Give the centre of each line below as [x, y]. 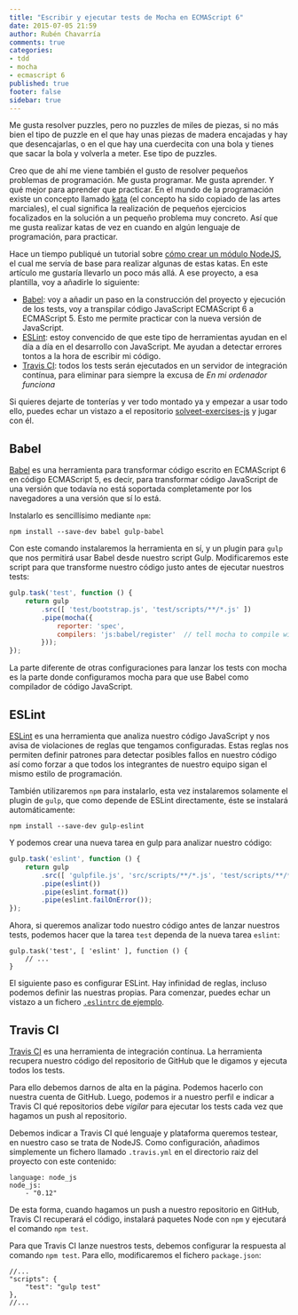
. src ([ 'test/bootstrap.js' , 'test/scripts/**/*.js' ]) [146, 610]
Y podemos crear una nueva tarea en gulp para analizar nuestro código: [141, 842]
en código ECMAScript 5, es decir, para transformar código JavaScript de [144, 480]
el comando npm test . [49, 1228]
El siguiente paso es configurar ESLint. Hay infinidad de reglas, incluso [138, 984]
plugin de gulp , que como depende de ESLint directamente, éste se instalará [149, 800]
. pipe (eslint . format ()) [85, 892]
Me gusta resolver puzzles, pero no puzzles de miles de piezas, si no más [144, 125]
